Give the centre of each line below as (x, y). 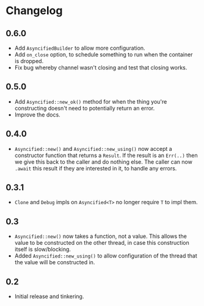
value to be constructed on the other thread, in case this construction (102, 243)
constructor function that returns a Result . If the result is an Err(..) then (106, 155)
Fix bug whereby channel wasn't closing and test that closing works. (101, 67)
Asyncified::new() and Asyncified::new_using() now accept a (93, 148)
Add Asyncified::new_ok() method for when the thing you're (91, 101)
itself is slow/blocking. (43, 250)
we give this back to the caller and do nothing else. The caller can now (104, 162)
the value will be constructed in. (55, 262)
